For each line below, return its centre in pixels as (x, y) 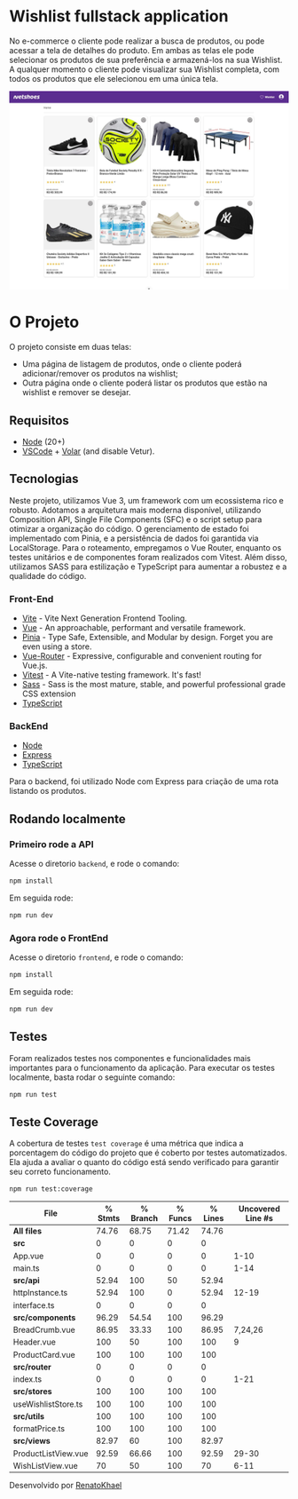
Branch (144, 1217)
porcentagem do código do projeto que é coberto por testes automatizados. (148, 1153)
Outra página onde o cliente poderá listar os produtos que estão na (145, 383)
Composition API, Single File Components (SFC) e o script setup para (136, 519)
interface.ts (34, 1305)
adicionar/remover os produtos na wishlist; (100, 374)
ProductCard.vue (44, 1354)
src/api (26, 1281)
